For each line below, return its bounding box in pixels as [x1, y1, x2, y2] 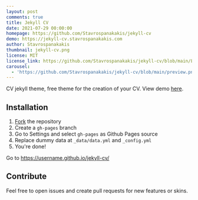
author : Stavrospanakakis [6, 42, 70, 48]
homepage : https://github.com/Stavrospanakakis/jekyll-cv [6, 31, 151, 37]
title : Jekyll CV [6, 19, 49, 25]
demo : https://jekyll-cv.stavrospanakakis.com [6, 36, 123, 42]
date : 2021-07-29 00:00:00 [6, 25, 72, 31]
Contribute [6, 172, 47, 182]
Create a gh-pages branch [14, 124, 77, 132]
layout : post [6, 8, 38, 15]
